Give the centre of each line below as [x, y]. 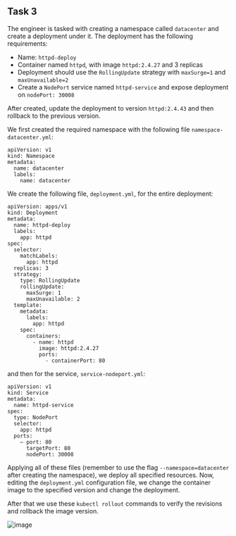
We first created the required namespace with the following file [99, 129]
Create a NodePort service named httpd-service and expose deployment [123, 87]
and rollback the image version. [53, 511]
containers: [43, 336]
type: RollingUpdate [50, 280]
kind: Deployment [33, 213]
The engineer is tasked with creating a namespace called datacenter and [113, 28]
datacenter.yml [30, 137]
